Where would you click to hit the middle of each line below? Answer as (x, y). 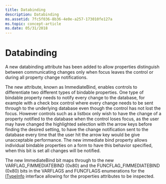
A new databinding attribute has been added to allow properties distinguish (82, 67)
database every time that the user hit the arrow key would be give (73, 135)
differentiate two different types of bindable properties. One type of (75, 92)
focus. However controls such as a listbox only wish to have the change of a (83, 114)
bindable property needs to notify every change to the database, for (75, 98)
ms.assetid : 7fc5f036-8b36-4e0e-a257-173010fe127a (59, 19)
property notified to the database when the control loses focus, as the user (82, 119)
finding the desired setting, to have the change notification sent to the (77, 130)
